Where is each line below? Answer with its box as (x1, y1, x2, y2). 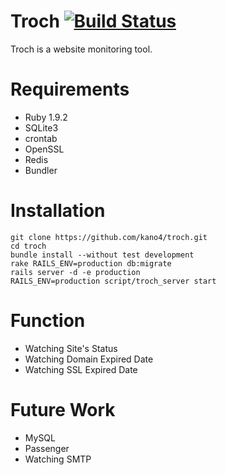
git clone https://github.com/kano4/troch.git (10, 232, 208, 242)
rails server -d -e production (10, 267, 141, 277)
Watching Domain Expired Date (24, 353, 154, 365)
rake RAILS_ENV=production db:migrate (10, 258, 172, 269)
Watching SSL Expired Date (24, 363, 138, 375)
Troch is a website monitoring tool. (10, 43, 153, 55)
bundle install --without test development (10, 250, 195, 260)
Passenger (24, 442, 70, 454)
